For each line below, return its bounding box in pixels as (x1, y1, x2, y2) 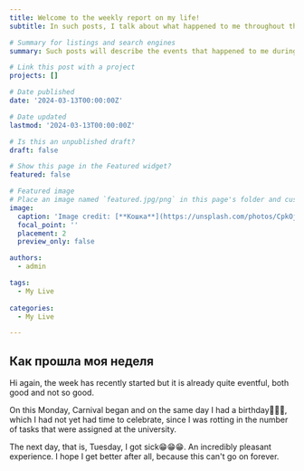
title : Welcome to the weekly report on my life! (9, 13, 201, 23)
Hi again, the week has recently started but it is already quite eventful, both (9, 378, 290, 389)
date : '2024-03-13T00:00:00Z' (9, 96, 124, 105)
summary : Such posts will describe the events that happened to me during (9, 46, 298, 55)
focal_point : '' (17, 220, 79, 229)
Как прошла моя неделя (9, 353, 154, 369)
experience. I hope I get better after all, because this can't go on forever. (9, 451, 280, 462)
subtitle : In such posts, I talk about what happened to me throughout (9, 22, 285, 31)
